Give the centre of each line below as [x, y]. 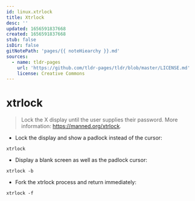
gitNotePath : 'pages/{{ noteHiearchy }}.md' [63, 51]
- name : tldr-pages [36, 62]
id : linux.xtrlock [29, 12]
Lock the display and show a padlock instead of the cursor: [88, 138]
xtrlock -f [20, 193]
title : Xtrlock [25, 17]
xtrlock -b [20, 171]
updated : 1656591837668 [36, 29]
